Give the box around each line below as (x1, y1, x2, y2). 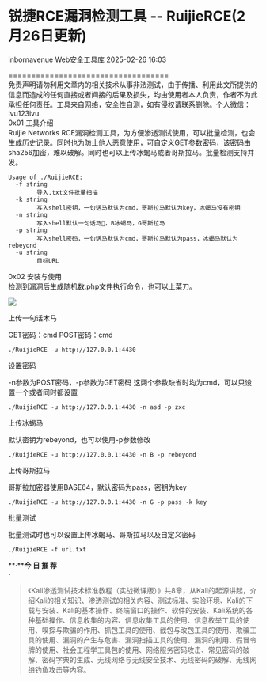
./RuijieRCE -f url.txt (8, 545, 87, 554)
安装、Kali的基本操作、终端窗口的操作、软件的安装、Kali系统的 (41, 605, 246, 615)
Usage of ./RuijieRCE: (8, 173, 83, 181)
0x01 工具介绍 (8, 118, 54, 127)
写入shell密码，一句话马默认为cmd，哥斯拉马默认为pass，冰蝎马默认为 (36, 234, 239, 242)
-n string (15, 210, 47, 218)
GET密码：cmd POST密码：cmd (8, 330, 113, 339)
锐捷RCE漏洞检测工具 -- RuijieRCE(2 (8, 7, 246, 25)
